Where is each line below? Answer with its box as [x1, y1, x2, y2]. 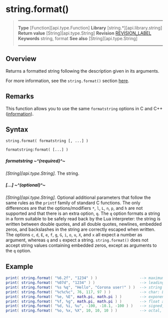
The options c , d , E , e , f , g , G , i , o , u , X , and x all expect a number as [5, 232, 143, 238]
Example [5, 262, 33, 271]
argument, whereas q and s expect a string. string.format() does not [5, 237, 149, 243]
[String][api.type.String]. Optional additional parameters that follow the [5, 194, 151, 201]
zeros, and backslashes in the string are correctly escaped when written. [5, 226, 156, 232]
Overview [5, 55, 37, 63]
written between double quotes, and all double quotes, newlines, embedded [5, 221, 162, 227]
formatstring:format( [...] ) [5, 147, 69, 152]
